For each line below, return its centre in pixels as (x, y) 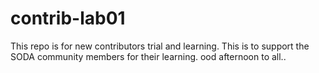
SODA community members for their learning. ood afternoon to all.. (148, 56)
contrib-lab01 (68, 18)
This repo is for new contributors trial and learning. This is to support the (160, 46)
